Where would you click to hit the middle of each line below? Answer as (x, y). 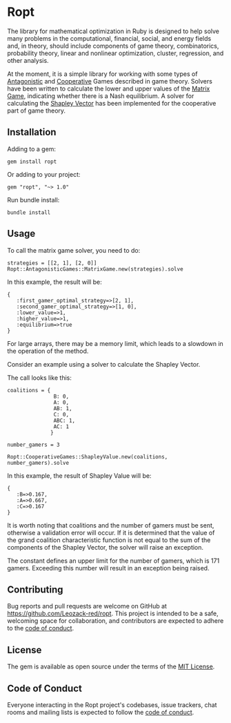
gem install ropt (32, 162)
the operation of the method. (48, 351)
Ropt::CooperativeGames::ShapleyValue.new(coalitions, (88, 456)
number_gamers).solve (38, 463)
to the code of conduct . (41, 628)
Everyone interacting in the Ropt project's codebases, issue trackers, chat (112, 705)
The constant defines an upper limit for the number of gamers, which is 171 (113, 561)
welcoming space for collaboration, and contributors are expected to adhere (115, 621)
